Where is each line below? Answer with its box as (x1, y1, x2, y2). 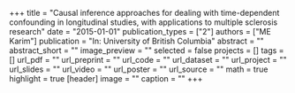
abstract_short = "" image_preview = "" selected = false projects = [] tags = (9, 45, 284, 56)
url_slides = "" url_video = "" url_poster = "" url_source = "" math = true (9, 64, 269, 74)
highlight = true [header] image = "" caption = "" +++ (9, 74, 203, 83)
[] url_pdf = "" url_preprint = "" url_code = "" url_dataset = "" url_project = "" (9, 55, 287, 65)
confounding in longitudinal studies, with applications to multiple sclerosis (9, 17, 278, 27)
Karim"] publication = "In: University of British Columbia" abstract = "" (9, 35, 265, 46)
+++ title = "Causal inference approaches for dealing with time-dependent (9, 8, 280, 18)
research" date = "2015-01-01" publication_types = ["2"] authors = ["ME (9, 27, 271, 36)
